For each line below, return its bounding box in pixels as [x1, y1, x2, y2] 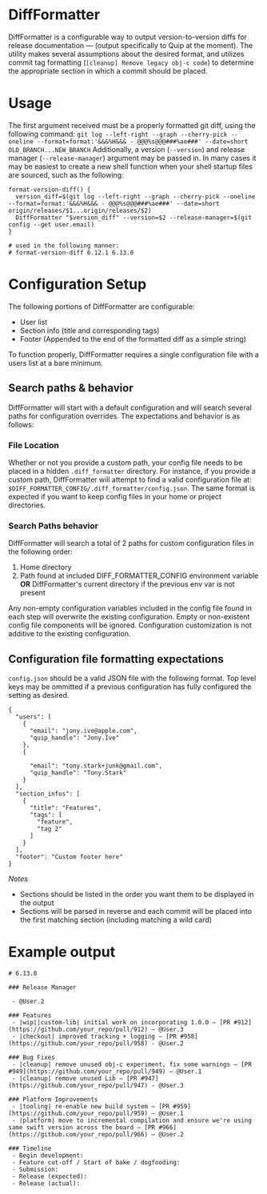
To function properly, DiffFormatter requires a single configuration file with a [8, 350, 260, 359]
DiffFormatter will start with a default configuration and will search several [8, 403, 252, 412]
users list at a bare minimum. [8, 358, 104, 367]
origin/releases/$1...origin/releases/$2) [8, 206, 152, 214]
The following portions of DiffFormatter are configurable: [8, 302, 195, 311]
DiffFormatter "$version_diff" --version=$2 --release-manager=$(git [15, 214, 252, 222]
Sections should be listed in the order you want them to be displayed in [19, 890, 254, 900]
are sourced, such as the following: [8, 170, 124, 179]
